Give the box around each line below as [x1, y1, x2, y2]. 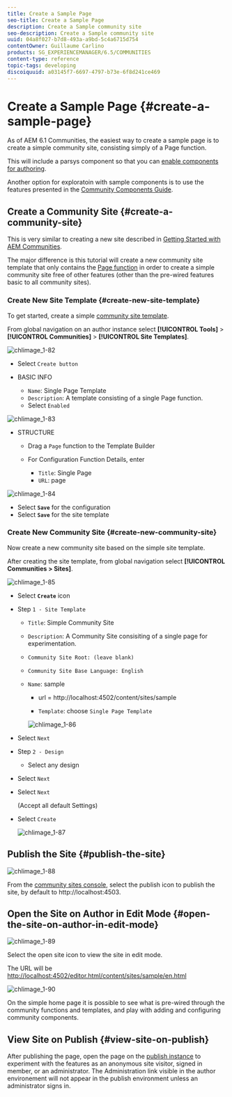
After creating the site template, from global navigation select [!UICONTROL [7, 557, 225, 565]
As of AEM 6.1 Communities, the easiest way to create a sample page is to [7, 137, 219, 145]
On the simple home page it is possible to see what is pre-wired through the [7, 999, 225, 1007]
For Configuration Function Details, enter [27, 455, 145, 463]
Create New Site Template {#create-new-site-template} [7, 295, 201, 305]
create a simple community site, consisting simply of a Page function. [7, 143, 207, 152]
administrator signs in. [7, 1082, 71, 1090]
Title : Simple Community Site [27, 618, 114, 627]
